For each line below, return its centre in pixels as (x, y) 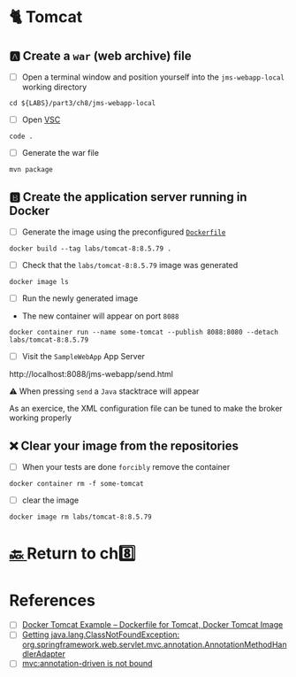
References (52, 600)
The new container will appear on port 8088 (100, 316)
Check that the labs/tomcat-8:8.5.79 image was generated (130, 265)
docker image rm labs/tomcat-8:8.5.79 (80, 517)
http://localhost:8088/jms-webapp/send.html (91, 374)
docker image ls (39, 282)
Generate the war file (61, 153)
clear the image (50, 500)
